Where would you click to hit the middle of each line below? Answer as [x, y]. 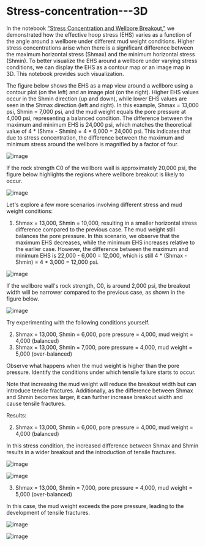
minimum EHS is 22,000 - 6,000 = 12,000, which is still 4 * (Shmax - [101, 255]
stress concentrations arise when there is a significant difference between [100, 48]
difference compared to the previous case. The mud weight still [95, 229]
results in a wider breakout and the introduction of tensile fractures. [91, 452]
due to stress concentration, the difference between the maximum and [95, 137]
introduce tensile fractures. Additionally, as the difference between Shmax [100, 391]
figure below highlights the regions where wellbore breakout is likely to [95, 174]
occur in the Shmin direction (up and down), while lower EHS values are [97, 99]
